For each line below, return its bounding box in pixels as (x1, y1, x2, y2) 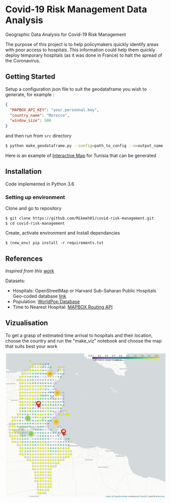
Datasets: (5, 278, 26, 284)
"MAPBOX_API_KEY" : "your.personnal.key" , (10, 107, 100, 112)
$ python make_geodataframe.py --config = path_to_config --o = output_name (5, 143, 163, 149)
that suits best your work (5, 343, 58, 349)
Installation (5, 167, 42, 176)
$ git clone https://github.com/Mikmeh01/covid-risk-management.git (5, 216, 154, 221)
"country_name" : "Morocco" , (10, 112, 70, 118)
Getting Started (5, 73, 56, 81)
